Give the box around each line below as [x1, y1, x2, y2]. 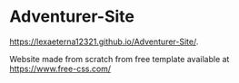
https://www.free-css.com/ [9, 63, 112, 74]
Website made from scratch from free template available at [9, 53, 230, 64]
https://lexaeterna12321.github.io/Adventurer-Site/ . [9, 36, 199, 47]
